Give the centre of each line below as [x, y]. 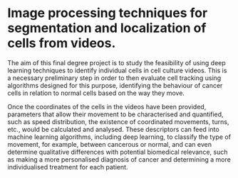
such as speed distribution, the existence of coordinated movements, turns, [118, 121]
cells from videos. [62, 43]
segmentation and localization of [107, 28]
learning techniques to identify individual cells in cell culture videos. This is [117, 70]
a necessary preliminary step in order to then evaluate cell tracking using [114, 78]
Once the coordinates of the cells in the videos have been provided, [107, 106]
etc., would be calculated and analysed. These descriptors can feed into [113, 129]
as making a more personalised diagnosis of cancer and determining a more [119, 159]
